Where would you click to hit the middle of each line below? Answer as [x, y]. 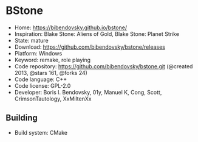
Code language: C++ [41, 79]
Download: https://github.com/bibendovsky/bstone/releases [90, 47]
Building [22, 118]
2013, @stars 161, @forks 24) [51, 73]
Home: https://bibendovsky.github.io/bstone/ [71, 27]
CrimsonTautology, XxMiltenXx [53, 99]
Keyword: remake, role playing [53, 60]
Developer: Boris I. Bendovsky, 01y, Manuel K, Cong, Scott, [88, 92]
